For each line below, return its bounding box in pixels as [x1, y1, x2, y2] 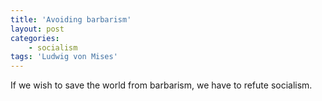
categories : [10, 33, 60, 43]
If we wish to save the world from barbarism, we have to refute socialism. [10, 79, 313, 91]
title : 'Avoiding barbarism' [10, 14, 132, 25]
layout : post [10, 24, 65, 34]
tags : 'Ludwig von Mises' [10, 52, 118, 62]
